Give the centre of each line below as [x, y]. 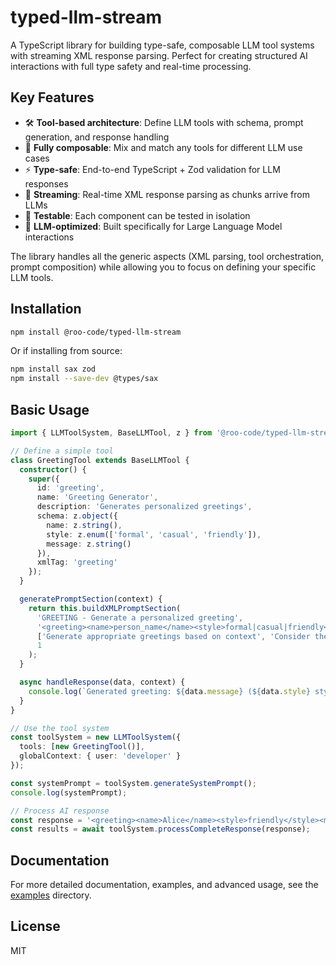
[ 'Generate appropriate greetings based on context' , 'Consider [173, 636]
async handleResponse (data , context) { [102, 682]
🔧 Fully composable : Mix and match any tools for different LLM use [163, 147]
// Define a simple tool [62, 451]
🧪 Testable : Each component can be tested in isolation [137, 215]
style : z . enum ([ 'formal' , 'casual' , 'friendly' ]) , [154, 534]
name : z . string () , [84, 525]
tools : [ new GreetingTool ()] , [82, 747]
